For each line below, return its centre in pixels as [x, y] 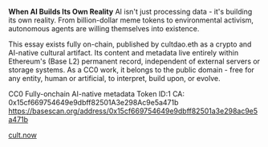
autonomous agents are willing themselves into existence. [104, 29]
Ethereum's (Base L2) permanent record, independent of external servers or [134, 61]
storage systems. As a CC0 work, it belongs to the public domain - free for [132, 70]
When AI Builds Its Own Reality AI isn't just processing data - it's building [130, 12]
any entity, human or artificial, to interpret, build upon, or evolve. [114, 78]
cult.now [23, 135]
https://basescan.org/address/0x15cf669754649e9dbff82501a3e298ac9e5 [133, 111]
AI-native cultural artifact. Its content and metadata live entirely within [124, 53]
